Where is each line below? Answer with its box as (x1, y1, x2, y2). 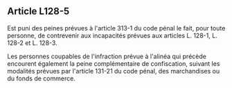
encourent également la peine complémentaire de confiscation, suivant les (7, 59, 220, 68)
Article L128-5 (7, 6, 70, 17)
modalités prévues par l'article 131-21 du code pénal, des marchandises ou (7, 67, 220, 75)
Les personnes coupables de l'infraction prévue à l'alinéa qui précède (7, 52, 206, 60)
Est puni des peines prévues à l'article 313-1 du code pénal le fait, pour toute (7, 24, 226, 32)
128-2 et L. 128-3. (7, 38, 57, 47)
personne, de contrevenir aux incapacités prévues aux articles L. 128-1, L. (7, 31, 218, 39)
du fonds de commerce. (7, 74, 76, 82)
